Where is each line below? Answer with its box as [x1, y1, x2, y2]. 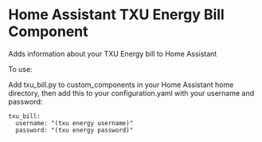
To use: [8, 64, 33, 73]
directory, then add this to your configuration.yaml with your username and [8, 88, 255, 97]
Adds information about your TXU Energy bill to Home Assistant [8, 49, 217, 58]
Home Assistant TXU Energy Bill [8, 6, 225, 24]
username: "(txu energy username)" [15, 119, 134, 127]
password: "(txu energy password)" [15, 126, 134, 134]
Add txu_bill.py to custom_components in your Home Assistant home [8, 80, 234, 89]
